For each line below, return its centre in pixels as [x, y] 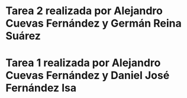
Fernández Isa [41, 88]
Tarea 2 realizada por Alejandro [84, 11]
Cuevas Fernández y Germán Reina [93, 23]
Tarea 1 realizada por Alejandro [83, 63]
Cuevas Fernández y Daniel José [88, 76]
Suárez [23, 36]
